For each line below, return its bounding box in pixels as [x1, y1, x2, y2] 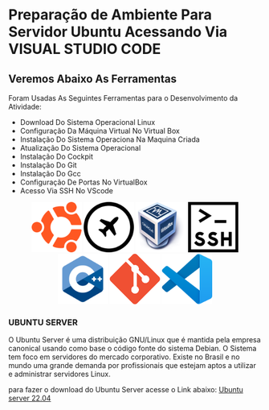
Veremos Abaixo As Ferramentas [8, 72, 177, 85]
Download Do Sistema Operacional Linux [19, 118, 156, 126]
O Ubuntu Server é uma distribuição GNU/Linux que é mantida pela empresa [8, 335, 261, 345]
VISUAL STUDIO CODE [8, 40, 161, 58]
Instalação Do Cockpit [19, 151, 94, 161]
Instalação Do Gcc [19, 169, 82, 178]
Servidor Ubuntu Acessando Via [8, 23, 228, 41]
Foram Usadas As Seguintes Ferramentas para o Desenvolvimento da [8, 93, 238, 102]
